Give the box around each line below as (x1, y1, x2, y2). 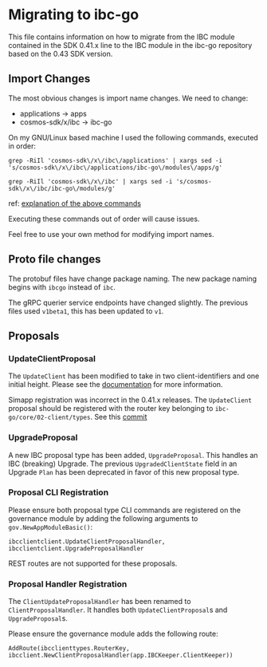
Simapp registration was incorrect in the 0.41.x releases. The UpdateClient (8, 395, 253, 405)
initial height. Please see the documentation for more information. (8, 380, 223, 389)
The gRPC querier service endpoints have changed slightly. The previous (8, 298, 249, 307)
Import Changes (8, 72, 91, 85)
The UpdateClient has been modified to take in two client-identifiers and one (8, 371, 260, 381)
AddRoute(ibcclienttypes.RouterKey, (8, 645, 130, 653)
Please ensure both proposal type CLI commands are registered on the (8, 505, 241, 515)
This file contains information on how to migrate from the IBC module (8, 32, 235, 41)
